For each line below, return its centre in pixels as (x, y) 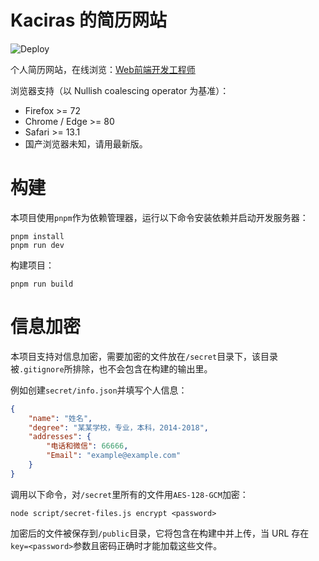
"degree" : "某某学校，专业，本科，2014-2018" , (118, 427)
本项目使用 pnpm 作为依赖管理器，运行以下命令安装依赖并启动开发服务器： (159, 217)
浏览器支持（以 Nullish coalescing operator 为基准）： (120, 90)
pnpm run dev (37, 245)
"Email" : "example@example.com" (114, 456)
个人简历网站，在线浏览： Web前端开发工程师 (103, 69)
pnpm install (37, 236)
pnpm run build (42, 284)
